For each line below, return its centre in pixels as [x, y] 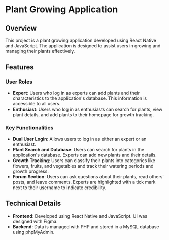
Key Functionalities [29, 127]
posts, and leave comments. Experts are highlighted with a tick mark [84, 182]
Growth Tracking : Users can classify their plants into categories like [84, 160]
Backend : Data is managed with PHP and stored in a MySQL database [86, 226]
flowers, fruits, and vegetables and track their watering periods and [83, 166]
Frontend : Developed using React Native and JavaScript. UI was [80, 216]
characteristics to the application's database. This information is [80, 98]
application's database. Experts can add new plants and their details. [85, 155]
